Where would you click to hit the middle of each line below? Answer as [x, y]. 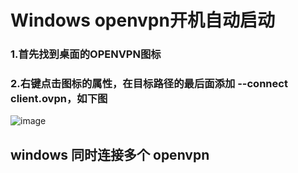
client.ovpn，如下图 [59, 99]
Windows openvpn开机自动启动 [142, 20]
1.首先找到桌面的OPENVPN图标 [86, 54]
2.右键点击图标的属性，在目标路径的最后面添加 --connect [149, 84]
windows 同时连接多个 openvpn [110, 154]
